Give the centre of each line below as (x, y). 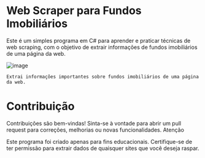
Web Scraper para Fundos (74, 11)
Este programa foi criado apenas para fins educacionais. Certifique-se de (99, 141)
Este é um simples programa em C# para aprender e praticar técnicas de (99, 40)
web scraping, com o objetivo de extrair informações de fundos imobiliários (102, 47)
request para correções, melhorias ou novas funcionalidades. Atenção (95, 130)
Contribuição (41, 106)
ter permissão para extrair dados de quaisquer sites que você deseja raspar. (103, 148)
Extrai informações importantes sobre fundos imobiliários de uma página (103, 77)
